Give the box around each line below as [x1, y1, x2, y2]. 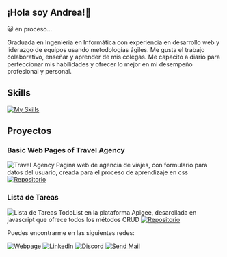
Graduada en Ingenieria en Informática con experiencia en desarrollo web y [7, 38, 220, 46]
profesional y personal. [7, 67, 72, 75]
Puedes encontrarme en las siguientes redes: [7, 228, 135, 236]
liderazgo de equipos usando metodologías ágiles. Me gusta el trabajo [7, 45, 205, 53]
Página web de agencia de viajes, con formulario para [55, 161, 208, 170]
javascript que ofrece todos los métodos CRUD [7, 215, 140, 224]
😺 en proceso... [7, 25, 53, 33]
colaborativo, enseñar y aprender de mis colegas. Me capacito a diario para [7, 53, 220, 61]
